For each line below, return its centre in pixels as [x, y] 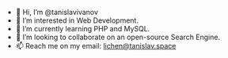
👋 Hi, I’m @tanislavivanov [57, 12]
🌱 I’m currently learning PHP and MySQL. [83, 29]
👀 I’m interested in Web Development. [77, 20]
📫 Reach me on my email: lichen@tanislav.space [96, 46]
